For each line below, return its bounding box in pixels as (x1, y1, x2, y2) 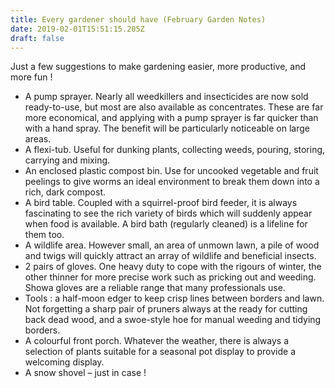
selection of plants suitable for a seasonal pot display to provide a (24, 346, 297, 358)
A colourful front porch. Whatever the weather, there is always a (24, 335, 290, 347)
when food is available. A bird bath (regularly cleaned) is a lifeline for (24, 218, 308, 230)
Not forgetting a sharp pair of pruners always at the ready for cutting (24, 303, 308, 315)
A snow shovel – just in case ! (24, 367, 147, 379)
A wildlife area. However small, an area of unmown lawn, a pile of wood (24, 239, 320, 251)
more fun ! (10, 71, 53, 83)
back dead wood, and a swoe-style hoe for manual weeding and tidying (24, 314, 322, 326)
